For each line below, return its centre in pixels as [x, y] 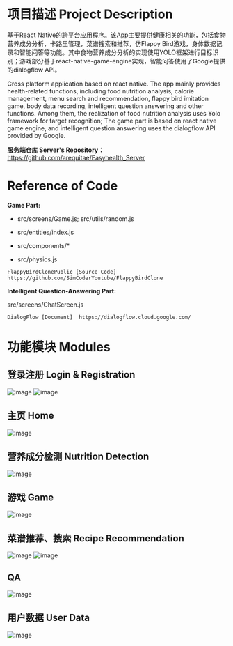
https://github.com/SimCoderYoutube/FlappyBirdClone [85, 278]
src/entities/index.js [46, 232]
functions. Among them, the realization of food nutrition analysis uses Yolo [114, 113]
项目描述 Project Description [90, 14]
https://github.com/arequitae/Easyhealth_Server [76, 157]
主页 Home [31, 416]
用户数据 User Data [49, 618]
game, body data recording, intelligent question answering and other [105, 106]
